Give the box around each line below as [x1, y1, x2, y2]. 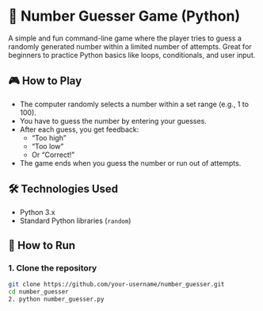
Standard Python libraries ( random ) [19, 216, 131, 225]
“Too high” [31, 132, 67, 142]
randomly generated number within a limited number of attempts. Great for [8, 41, 252, 51]
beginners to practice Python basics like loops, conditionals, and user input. [8, 50, 256, 60]
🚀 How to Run [8, 238, 76, 252]
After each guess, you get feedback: [19, 125, 139, 134]
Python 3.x [19, 207, 55, 217]
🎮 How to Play [8, 75, 82, 88]
